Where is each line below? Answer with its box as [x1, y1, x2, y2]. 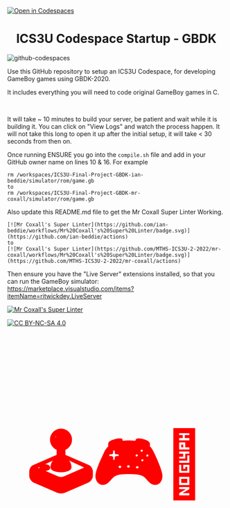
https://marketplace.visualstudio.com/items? [7, 285, 134, 293]
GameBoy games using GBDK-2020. [7, 74, 111, 83]
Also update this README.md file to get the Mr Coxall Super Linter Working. [7, 208, 224, 216]
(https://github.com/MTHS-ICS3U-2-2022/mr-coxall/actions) [7, 257, 182, 264]
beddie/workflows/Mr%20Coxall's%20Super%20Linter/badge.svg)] [7, 227, 191, 234]
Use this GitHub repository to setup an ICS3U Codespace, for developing [7, 67, 216, 76]
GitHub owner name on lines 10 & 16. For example [7, 158, 148, 166]
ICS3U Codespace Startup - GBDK [16, 31, 217, 46]
